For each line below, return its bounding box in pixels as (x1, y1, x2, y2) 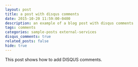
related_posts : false (5, 39, 49, 44)
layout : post (5, 7, 32, 12)
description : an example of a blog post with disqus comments (5, 20, 134, 26)
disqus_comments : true (5, 34, 51, 39)
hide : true (5, 43, 27, 48)
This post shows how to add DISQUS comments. (5, 56, 103, 62)
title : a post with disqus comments (5, 12, 79, 17)
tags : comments (5, 25, 36, 30)
